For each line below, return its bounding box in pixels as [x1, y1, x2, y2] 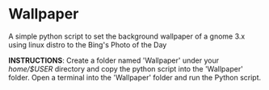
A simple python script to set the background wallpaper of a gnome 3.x [8, 31, 246, 41]
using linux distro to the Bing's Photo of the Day [8, 39, 167, 49]
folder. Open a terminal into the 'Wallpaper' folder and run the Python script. [8, 72, 262, 82]
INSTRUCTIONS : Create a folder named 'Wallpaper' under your [8, 55, 220, 65]
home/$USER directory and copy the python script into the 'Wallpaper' [8, 63, 244, 73]
